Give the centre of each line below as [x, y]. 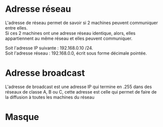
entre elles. [16, 28]
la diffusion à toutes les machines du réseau [50, 97]
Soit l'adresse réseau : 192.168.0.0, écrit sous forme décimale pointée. [76, 53]
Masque [22, 117]
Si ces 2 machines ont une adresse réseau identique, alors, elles [70, 33]
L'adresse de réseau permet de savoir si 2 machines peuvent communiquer [81, 23]
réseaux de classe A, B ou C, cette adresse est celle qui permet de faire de [81, 92]
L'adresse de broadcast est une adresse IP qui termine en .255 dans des [79, 87]
